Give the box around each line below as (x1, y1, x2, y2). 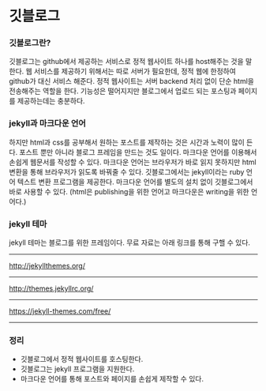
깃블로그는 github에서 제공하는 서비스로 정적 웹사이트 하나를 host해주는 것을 (9, 57, 244, 66)
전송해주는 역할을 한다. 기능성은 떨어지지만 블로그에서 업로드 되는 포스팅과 (9, 86, 237, 96)
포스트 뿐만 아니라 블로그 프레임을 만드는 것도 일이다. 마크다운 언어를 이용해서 (19, 147, 257, 156)
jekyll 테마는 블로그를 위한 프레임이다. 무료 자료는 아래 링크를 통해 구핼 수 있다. (9, 238, 251, 247)
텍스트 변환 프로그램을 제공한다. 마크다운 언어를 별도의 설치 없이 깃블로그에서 (17, 177, 253, 186)
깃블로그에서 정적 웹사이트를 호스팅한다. (20, 355, 144, 364)
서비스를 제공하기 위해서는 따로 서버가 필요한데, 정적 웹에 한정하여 (33, 66, 236, 76)
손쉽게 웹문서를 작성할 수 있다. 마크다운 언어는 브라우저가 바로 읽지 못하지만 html (9, 157, 257, 167)
